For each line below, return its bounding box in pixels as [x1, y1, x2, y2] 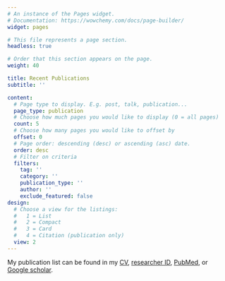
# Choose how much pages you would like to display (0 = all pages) [13, 114, 219, 121]
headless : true [7, 43, 52, 50]
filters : [13, 160, 39, 167]
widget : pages [7, 23, 49, 30]
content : [7, 94, 33, 101]
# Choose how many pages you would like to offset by [13, 127, 175, 134]
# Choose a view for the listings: [13, 205, 118, 213]
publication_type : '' [20, 179, 83, 187]
